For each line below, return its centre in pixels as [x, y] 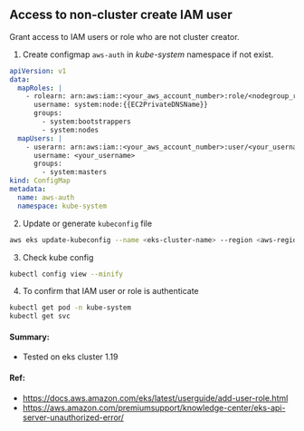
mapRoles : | [40, 88]
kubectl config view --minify [66, 274]
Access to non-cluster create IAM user [121, 15]
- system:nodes [71, 130]
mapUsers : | [40, 138]
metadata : [28, 190]
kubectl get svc [40, 317]
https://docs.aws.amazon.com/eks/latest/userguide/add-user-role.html [155, 397]
